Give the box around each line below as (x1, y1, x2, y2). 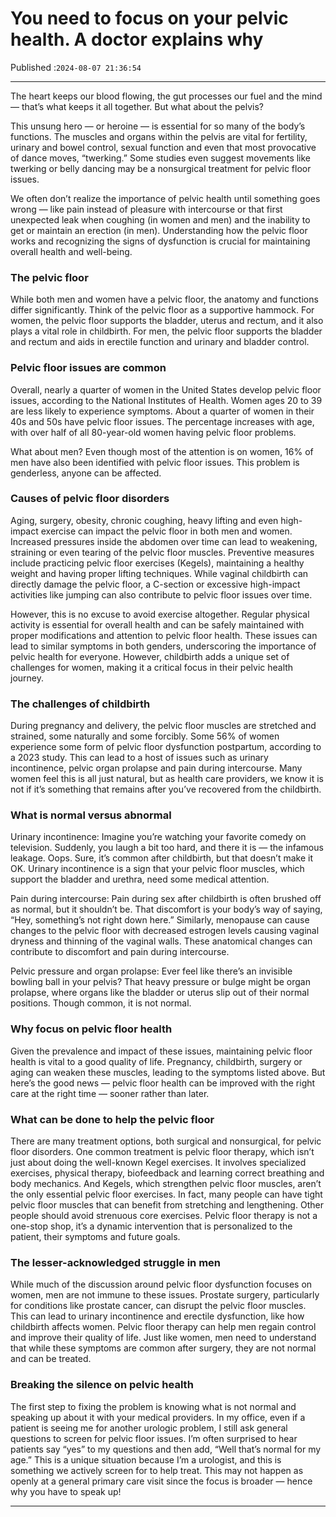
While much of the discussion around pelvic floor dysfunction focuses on (10, 1278, 313, 1291)
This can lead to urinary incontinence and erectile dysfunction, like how (10, 1310, 305, 1322)
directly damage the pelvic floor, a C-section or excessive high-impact (10, 578, 301, 590)
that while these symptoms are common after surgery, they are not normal (10, 1342, 317, 1354)
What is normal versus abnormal (10, 808, 172, 822)
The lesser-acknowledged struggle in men (10, 1255, 222, 1269)
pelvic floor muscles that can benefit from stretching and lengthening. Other (10, 1199, 324, 1211)
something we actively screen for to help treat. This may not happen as (10, 1464, 304, 1476)
